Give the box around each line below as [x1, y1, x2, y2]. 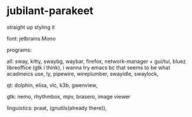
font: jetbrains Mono [6, 35, 56, 42]
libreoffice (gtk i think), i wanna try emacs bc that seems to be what [6, 63, 170, 71]
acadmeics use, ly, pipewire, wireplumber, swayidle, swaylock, [6, 70, 158, 77]
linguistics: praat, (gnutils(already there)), [6, 104, 107, 111]
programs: [6, 46, 32, 54]
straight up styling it [6, 24, 55, 31]
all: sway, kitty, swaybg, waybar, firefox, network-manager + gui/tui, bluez [6, 58, 186, 65]
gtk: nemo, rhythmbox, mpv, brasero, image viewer [6, 93, 131, 100]
